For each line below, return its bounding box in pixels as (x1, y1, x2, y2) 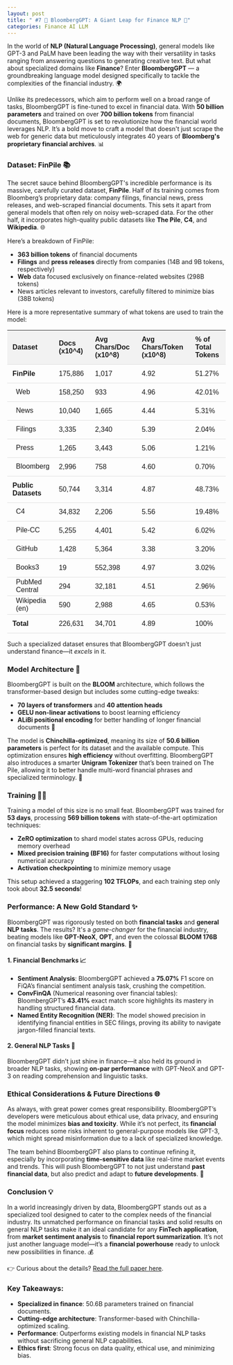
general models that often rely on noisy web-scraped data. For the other (7, 208, 214, 216)
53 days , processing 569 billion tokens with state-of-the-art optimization (7, 814, 218, 822)
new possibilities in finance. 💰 (7, 1247, 94, 1255)
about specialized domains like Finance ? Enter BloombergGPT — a (7, 64, 200, 73)
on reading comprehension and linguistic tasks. (12, 1072, 148, 1080)
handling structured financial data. (17, 1003, 116, 1012)
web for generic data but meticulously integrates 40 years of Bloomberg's (7, 132, 221, 141)
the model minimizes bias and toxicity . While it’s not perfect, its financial (7, 1120, 216, 1128)
